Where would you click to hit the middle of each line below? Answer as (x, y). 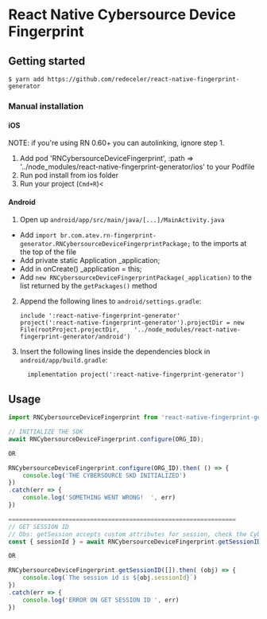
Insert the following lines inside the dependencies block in (115, 351)
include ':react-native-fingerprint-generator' (100, 316)
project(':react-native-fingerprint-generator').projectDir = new (132, 323)
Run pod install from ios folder (69, 175)
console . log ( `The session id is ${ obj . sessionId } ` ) (110, 578)
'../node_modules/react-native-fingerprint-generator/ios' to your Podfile (137, 167)
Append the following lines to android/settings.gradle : (110, 301)
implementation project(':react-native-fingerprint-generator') (136, 375)
